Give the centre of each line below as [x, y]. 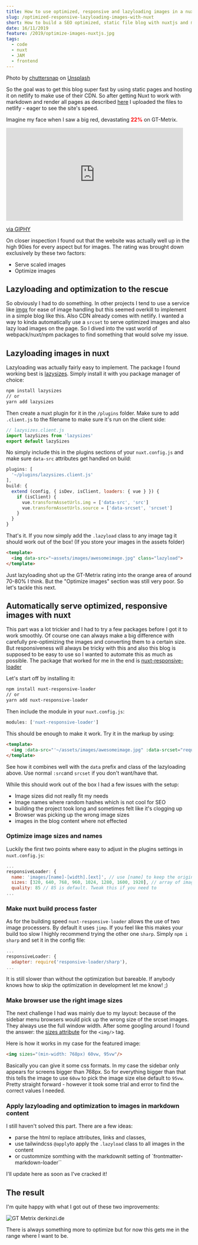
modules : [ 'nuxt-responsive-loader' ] [52, 723]
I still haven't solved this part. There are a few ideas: [70, 1126]
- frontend [25, 61]
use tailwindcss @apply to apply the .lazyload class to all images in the [100, 1144]
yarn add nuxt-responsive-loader [47, 700]
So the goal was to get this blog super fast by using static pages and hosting [99, 89]
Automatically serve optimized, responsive [87, 606]
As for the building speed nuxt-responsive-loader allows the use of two [93, 922]
